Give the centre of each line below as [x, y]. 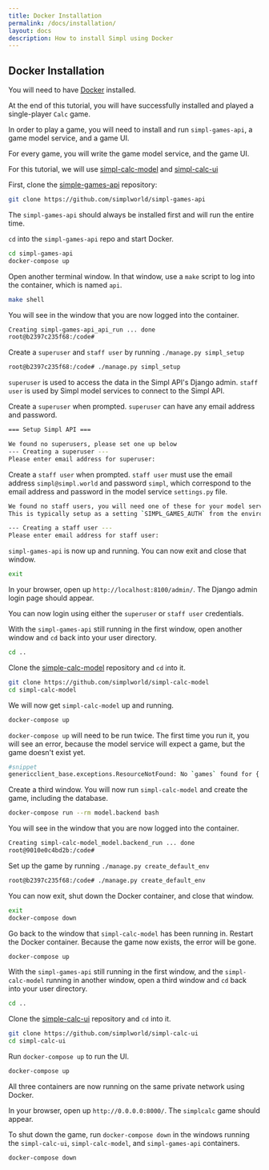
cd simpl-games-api [41, 254]
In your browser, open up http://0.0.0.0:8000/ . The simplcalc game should [134, 1110]
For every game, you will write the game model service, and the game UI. [129, 154]
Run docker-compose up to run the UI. [69, 1057]
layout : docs [30, 30]
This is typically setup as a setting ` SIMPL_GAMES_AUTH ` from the [123, 514]
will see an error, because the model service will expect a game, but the [127, 744]
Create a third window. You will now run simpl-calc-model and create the [128, 790]
